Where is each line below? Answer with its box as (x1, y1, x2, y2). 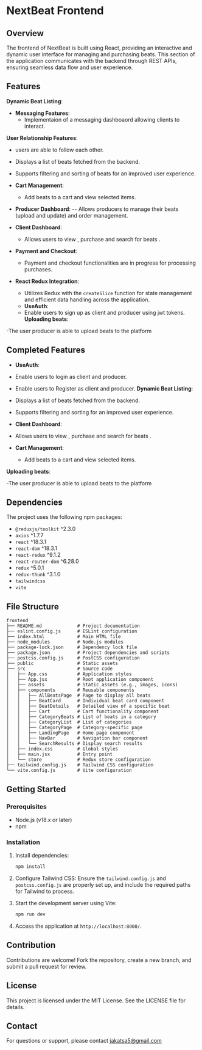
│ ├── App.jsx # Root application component (6, 677, 154, 683)
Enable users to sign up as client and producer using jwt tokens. (24, 309, 185, 316)
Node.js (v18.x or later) (15, 816, 72, 823)
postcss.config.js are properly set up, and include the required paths (15, 881, 191, 889)
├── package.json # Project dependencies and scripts (6, 650, 170, 656)
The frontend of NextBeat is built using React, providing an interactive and (6, 44, 192, 51)
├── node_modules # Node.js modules (6, 639, 124, 645)
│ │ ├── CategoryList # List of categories (6, 719, 132, 725)
